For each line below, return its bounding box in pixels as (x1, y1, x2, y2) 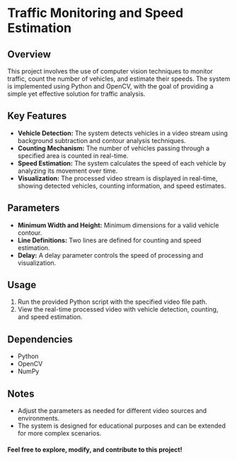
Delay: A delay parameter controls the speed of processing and (17, 251, 204, 259)
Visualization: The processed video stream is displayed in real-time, (17, 173, 218, 182)
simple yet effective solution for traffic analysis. (7, 90, 146, 98)
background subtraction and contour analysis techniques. (17, 136, 186, 144)
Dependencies (7, 333, 73, 345)
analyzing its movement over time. (17, 166, 118, 175)
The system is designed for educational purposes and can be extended (17, 421, 226, 430)
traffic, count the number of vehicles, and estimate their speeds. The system (7, 74, 231, 83)
